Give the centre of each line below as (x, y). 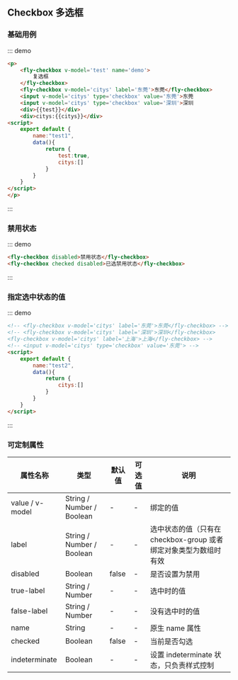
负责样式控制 (193, 665)
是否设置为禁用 (175, 574)
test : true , (74, 155)
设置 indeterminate (181, 654)
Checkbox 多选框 (45, 13)
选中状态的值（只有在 (186, 528)
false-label (29, 611)
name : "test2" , (53, 365)
